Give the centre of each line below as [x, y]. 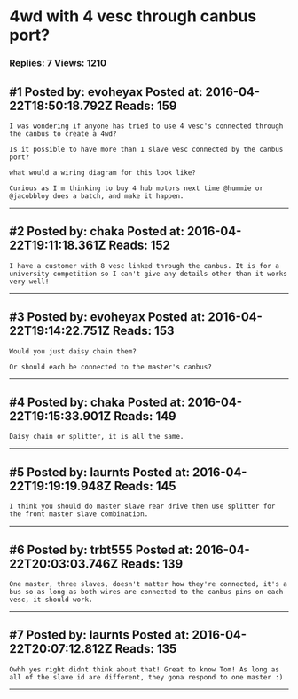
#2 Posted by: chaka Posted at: [97, 231]
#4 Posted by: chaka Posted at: [97, 402]
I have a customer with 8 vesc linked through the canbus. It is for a [144, 266]
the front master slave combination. [79, 514]
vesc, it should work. [51, 600]
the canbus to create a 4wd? [63, 134]
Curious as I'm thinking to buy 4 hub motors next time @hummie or [137, 188]
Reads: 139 [152, 564]
